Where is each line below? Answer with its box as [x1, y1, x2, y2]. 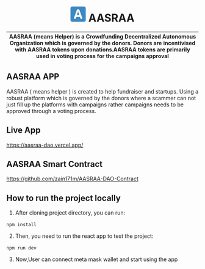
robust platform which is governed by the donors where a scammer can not [6, 94, 196, 101]
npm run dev [6, 245, 37, 251]
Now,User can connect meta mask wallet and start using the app [15, 256, 178, 263]
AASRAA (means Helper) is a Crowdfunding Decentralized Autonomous [9, 33, 196, 40]
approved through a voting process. [6, 107, 96, 114]
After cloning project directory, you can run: [15, 209, 126, 216]
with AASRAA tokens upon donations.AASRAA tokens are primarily [15, 46, 190, 53]
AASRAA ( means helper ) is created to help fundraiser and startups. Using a [6, 87, 199, 95]
